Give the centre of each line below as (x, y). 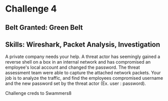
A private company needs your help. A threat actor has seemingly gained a (83, 57)
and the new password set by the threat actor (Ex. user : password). (76, 83)
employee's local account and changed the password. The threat (73, 67)
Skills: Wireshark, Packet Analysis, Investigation (83, 44)
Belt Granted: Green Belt (44, 28)
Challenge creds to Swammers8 (38, 93)
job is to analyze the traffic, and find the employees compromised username (84, 78)
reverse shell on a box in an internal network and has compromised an (78, 62)
